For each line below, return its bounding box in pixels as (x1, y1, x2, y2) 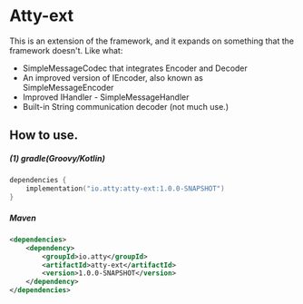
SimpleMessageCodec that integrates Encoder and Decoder (22, 63, 248, 74)
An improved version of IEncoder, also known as (22, 72, 204, 83)
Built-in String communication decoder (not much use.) (22, 101, 230, 112)
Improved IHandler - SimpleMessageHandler (22, 92, 190, 103)
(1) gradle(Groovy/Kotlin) (9, 152, 106, 163)
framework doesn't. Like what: (9, 44, 123, 55)
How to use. (9, 128, 79, 143)
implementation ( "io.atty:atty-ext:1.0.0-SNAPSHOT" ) (25, 184, 225, 193)
